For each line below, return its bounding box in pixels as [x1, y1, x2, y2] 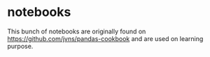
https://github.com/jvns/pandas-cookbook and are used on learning [7, 34, 204, 42]
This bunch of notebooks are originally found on [7, 27, 146, 35]
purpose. [7, 42, 34, 50]
